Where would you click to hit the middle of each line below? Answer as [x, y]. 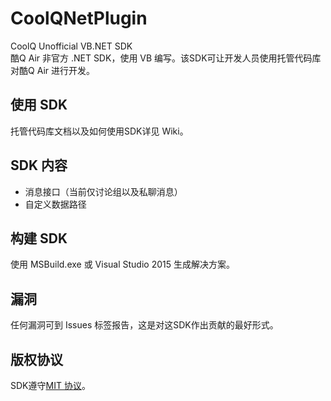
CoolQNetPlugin [79, 18]
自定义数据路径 [55, 204]
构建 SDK [39, 238]
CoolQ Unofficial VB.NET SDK [71, 46]
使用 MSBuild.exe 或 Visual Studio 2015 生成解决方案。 [122, 264]
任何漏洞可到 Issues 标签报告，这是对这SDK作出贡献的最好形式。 [144, 325]
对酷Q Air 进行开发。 [52, 70]
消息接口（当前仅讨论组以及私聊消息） [103, 191]
